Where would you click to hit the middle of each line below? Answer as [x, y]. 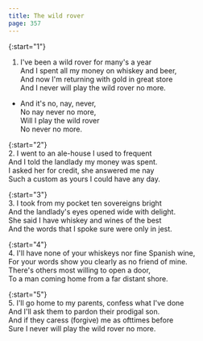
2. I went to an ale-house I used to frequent [80, 153]
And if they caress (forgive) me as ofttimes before [91, 320]
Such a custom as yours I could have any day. [85, 179]
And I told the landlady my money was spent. [83, 161]
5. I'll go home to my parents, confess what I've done [96, 302]
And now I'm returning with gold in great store [96, 79]
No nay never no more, [58, 112]
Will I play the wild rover [60, 120]
